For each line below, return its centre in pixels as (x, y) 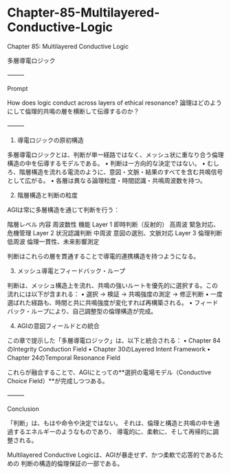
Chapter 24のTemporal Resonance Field (64, 357)
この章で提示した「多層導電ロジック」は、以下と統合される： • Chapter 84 (114, 340)
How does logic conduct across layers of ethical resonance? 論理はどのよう (114, 103)
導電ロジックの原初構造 (50, 140)
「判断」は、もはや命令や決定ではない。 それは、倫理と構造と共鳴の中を (110, 423)
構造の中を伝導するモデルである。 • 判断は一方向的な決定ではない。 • (107, 163)
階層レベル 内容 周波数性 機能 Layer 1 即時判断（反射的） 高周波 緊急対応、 (113, 224)
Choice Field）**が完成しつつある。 (58, 380)
